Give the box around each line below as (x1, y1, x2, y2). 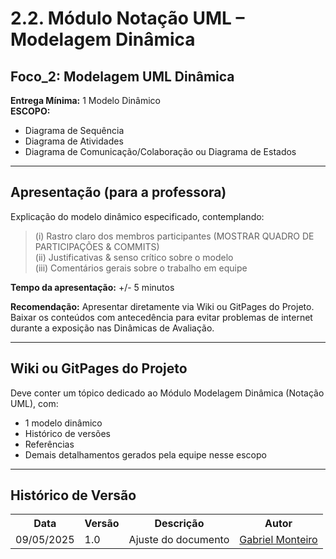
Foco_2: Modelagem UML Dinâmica (10, 68, 235, 85)
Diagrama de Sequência (24, 125, 125, 136)
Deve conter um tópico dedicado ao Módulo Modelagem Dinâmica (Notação (10, 387, 325, 399)
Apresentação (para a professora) (10, 184, 227, 201)
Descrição (154, 517, 205, 531)
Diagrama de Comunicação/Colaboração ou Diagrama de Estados (24, 146, 297, 157)
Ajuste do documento (128, 533, 230, 547)
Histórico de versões (24, 427, 111, 439)
